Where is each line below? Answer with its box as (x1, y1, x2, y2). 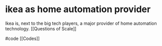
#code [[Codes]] (5, 35, 40, 41)
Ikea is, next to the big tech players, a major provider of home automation (5, 20, 157, 26)
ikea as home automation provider (5, 4, 151, 15)
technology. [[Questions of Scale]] (5, 25, 76, 31)
